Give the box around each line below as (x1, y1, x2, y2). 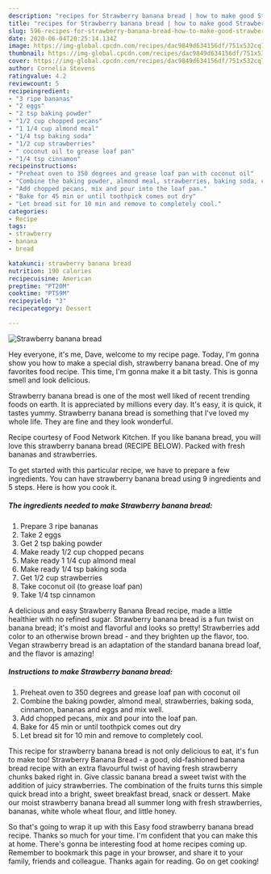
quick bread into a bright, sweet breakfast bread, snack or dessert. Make (8, 789, 251, 799)
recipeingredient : (8, 87, 70, 95)
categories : (8, 207, 48, 215)
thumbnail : (8, 49, 45, 57)
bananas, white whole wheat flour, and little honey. (8, 806, 177, 816)
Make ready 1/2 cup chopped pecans (19, 547, 144, 556)
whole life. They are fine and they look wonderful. (8, 416, 173, 426)
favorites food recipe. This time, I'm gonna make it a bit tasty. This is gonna (8, 366, 258, 376)
